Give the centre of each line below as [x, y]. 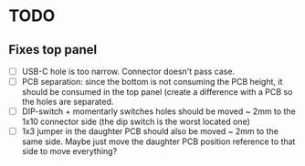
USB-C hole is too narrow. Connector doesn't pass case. [128, 71]
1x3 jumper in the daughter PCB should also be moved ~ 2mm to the [150, 131]
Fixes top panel [53, 50]
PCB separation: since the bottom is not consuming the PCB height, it [152, 82]
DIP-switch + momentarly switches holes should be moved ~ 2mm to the [158, 111]
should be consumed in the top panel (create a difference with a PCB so [157, 92]
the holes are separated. [68, 102]
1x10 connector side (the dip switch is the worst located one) [136, 122]
